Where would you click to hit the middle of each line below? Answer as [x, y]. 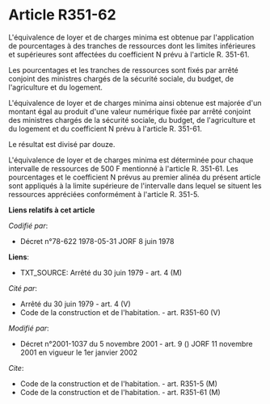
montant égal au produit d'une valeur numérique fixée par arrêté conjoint [130, 112]
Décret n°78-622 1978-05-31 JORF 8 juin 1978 [97, 241]
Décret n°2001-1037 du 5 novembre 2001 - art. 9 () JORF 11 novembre [136, 343]
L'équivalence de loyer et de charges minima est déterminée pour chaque [131, 160]
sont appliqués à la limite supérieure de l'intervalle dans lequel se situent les [135, 185]
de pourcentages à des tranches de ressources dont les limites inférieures [132, 45]
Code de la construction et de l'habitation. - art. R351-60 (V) [120, 312]
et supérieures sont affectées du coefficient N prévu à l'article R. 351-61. [129, 54]
